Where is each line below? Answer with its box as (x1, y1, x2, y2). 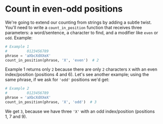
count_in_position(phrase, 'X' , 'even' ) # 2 (5, 58, 99, 62)
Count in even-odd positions (5, 3, 123, 15)
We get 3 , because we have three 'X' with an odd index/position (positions (5, 108, 155, 114)
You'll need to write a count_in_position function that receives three (5, 24, 142, 30)
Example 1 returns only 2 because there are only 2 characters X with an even (5, 66, 158, 72)
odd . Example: (5, 35, 33, 41)
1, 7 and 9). (5, 113, 27, 119)
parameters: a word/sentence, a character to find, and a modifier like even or (5, 30, 158, 35)
